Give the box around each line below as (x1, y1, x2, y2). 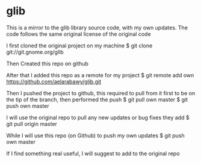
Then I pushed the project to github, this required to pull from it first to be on (6, 89, 196, 96)
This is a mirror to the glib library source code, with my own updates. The (6, 24, 188, 31)
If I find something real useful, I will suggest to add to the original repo (6, 150, 180, 157)
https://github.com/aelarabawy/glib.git (6, 78, 102, 85)
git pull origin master (6, 120, 57, 127)
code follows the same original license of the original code (6, 30, 152, 37)
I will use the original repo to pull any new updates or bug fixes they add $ (6, 114, 190, 121)
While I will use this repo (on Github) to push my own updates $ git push (6, 132, 185, 139)
